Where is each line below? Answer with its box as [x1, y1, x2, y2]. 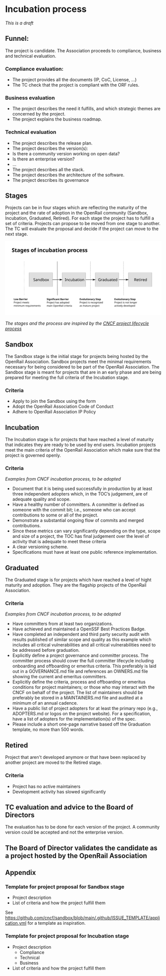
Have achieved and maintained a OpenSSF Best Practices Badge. [12, 626, 146, 632]
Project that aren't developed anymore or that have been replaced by [5, 754, 146, 760]
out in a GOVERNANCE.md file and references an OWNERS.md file [12, 668, 148, 674]
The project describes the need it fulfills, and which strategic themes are [12, 106, 161, 112]
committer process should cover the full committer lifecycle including [12, 658, 154, 664]
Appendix [5, 868, 36, 877]
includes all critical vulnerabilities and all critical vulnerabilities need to [12, 642, 156, 648]
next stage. [5, 231, 28, 237]
